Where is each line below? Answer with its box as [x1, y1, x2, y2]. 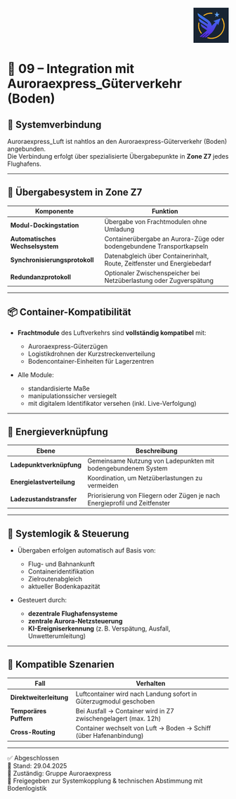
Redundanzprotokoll [10, 272, 72, 281]
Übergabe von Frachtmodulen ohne [104, 217, 207, 225]
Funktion [152, 207, 178, 216]
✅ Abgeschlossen [7, 753, 60, 762]
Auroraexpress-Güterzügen [27, 342, 108, 350]
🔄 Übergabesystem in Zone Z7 [7, 187, 143, 199]
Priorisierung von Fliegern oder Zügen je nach [87, 491, 220, 499]
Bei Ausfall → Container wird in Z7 [75, 706, 174, 715]
